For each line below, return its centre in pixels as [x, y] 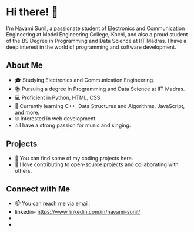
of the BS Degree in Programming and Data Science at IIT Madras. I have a [96, 41]
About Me [24, 65]
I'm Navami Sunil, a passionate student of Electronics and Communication [96, 28]
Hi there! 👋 [32, 12]
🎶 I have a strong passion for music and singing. [73, 125]
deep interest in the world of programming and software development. [91, 47]
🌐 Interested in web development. [56, 118]
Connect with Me [38, 189]
